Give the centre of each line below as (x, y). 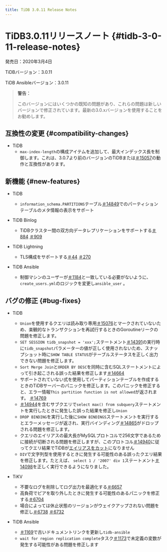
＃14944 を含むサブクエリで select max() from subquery (77, 404)
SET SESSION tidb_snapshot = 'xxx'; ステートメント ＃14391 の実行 (88, 342)
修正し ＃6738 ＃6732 (42, 512)
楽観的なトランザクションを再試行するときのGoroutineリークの (93, 329)
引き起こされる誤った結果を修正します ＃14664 (76, 373)
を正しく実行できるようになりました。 (72, 466)
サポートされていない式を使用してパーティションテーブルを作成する (89, 379)
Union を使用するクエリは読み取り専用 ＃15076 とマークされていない (88, 323)
